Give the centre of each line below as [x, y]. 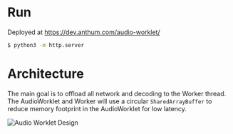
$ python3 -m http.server [46, 45]
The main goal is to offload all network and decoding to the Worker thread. [117, 93]
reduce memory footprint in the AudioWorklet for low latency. [97, 108]
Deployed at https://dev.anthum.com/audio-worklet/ [84, 32]
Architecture [46, 74]
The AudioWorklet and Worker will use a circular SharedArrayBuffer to [110, 101]
